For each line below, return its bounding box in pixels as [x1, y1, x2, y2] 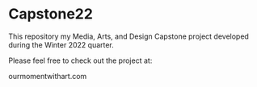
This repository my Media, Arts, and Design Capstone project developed [8, 31, 249, 41]
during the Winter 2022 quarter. [8, 39, 115, 49]
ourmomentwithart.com [8, 71, 87, 81]
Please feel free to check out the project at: [8, 56, 153, 65]
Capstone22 [8, 5, 93, 23]
